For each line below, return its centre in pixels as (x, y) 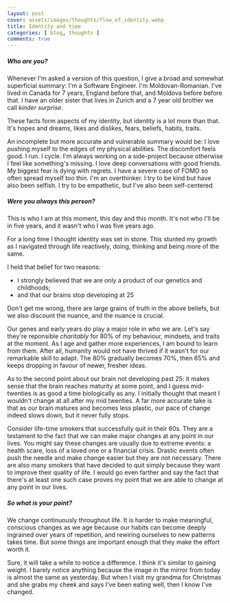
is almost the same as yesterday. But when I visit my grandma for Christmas (114, 578)
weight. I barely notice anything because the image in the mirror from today (114, 570)
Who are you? (27, 61)
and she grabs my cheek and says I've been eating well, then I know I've (110, 584)
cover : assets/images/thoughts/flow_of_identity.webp (86, 20)
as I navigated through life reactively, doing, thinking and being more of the (113, 246)
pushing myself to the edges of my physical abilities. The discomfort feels (112, 149)
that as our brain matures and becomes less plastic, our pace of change (109, 408)
